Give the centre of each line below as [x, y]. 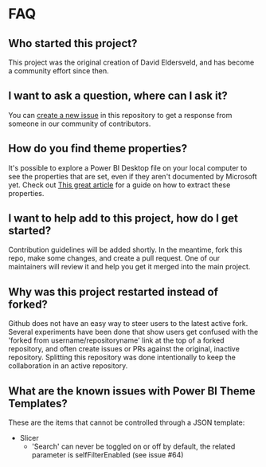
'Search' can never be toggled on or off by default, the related [133, 446]
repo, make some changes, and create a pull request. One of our [114, 258]
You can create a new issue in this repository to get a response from [120, 115]
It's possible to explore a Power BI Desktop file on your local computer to [128, 167]
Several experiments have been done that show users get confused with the [133, 332]
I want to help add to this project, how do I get [123, 219]
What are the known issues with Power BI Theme [132, 391]
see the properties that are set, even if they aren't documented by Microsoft [133, 176]
